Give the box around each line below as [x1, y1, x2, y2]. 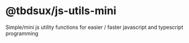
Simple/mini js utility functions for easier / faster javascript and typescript [5, 24, 184, 31]
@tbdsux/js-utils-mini [5, 4, 117, 18]
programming [5, 29, 39, 37]
